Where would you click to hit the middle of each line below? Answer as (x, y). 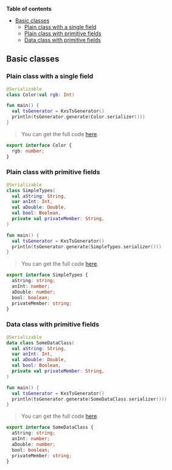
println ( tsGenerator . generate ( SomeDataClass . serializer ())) (89, 399)
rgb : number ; (28, 151)
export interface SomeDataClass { (50, 427)
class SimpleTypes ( (31, 190)
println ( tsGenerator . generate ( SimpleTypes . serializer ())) (87, 247)
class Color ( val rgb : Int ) (40, 95)
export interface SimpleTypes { (47, 275)
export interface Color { (39, 145)
